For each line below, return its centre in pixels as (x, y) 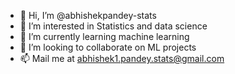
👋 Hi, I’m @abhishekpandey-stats (88, 15)
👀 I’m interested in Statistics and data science (113, 26)
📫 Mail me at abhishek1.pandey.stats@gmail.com (122, 58)
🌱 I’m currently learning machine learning (104, 36)
